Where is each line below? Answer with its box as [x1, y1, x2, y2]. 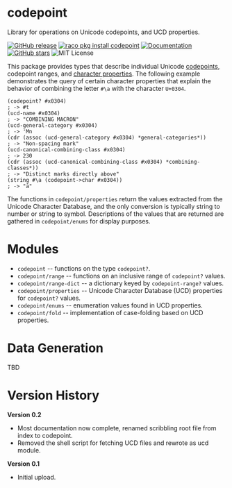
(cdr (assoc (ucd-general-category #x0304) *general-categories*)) [7, 134, 207, 141]
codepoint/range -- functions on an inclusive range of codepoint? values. [17, 271, 226, 280]
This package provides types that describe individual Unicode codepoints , [7, 62, 220, 70]
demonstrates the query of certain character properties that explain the [7, 76, 212, 85]
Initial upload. [17, 473, 56, 481]
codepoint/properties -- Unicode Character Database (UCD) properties [17, 286, 223, 294]
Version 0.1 [7, 460, 40, 468]
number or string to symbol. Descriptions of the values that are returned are [7, 210, 224, 218]
